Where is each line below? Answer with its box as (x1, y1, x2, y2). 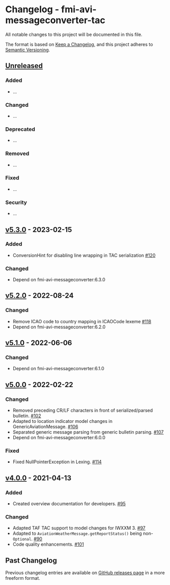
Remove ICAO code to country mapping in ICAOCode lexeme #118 (12, 318, 152, 324)
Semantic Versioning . (5, 47, 50, 53)
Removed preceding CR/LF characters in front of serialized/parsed (12, 408, 153, 414)
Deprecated (5, 125, 36, 132)
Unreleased (5, 61, 43, 70)
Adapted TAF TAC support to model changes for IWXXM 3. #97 (12, 525, 145, 531)
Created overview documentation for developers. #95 (12, 501, 126, 507)
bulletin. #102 (12, 413, 41, 419)
